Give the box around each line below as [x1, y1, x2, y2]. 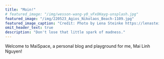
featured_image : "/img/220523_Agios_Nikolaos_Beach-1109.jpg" [5, 16, 134, 21]
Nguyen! [5, 48, 22, 54]
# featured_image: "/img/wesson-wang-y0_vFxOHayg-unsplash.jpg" [5, 12, 139, 17]
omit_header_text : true [5, 25, 54, 30]
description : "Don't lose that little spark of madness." [5, 30, 125, 35]
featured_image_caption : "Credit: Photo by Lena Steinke [5, 20, 123, 26]
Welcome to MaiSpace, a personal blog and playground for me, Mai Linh [5, 43, 150, 49]
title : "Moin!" [5, 7, 36, 12]
